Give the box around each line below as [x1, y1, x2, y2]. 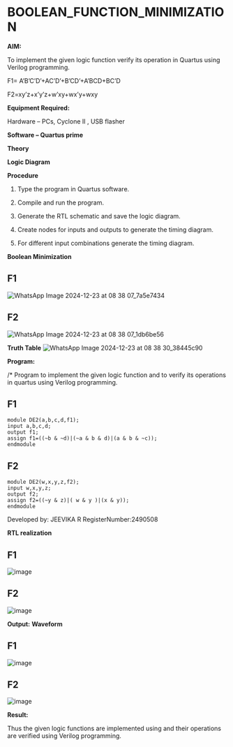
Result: [7, 711, 29, 719]
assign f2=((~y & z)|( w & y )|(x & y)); [7, 497, 130, 504]
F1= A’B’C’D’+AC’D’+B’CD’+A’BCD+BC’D [7, 76, 121, 84]
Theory [7, 144, 29, 152]
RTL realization [7, 528, 52, 538]
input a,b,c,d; [7, 423, 52, 430]
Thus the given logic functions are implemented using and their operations [7, 724, 222, 733]
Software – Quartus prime [7, 131, 84, 139]
